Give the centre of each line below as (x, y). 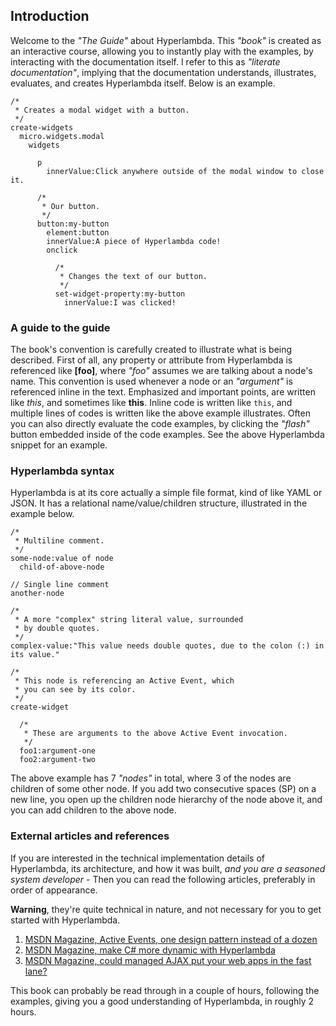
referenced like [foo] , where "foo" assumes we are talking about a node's (161, 371)
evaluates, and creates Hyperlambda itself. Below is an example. (143, 83)
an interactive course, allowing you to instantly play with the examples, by (162, 51)
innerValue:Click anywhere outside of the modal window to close (185, 171)
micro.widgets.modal (62, 136)
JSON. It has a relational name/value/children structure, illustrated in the (159, 503)
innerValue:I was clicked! (120, 302)
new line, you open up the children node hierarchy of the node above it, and (166, 800)
